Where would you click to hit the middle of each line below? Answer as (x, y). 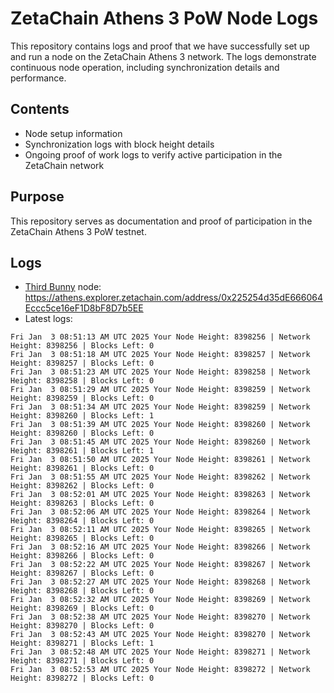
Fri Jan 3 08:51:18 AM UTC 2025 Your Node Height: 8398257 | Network (160, 355)
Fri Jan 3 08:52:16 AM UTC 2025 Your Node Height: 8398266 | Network (160, 547)
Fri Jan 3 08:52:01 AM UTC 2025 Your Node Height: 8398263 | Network (160, 495)
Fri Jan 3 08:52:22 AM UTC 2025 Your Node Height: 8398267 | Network (160, 565)
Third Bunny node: (63, 287)
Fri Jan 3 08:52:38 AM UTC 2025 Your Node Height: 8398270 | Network (160, 617)
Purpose (37, 197)
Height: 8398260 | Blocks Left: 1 (82, 416)
